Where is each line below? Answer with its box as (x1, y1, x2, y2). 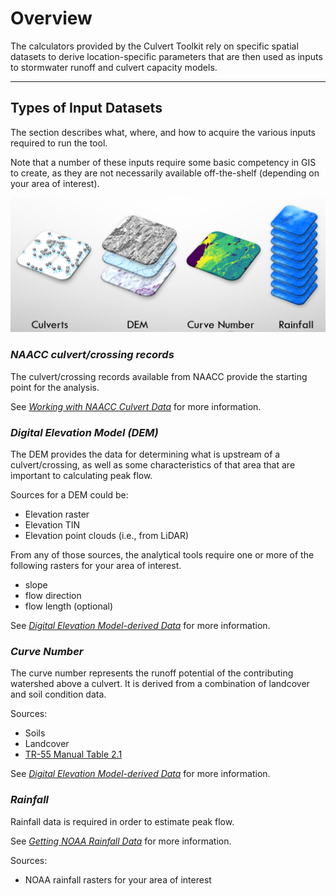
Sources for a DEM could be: (10, 488, 129, 501)
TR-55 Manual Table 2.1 (24, 748, 123, 761)
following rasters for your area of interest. (10, 559, 182, 571)
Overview (10, 7, 93, 30)
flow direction (24, 589, 82, 601)
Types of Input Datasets (10, 100, 163, 117)
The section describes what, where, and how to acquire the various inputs (10, 126, 316, 138)
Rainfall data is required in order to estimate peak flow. (10, 815, 235, 827)
